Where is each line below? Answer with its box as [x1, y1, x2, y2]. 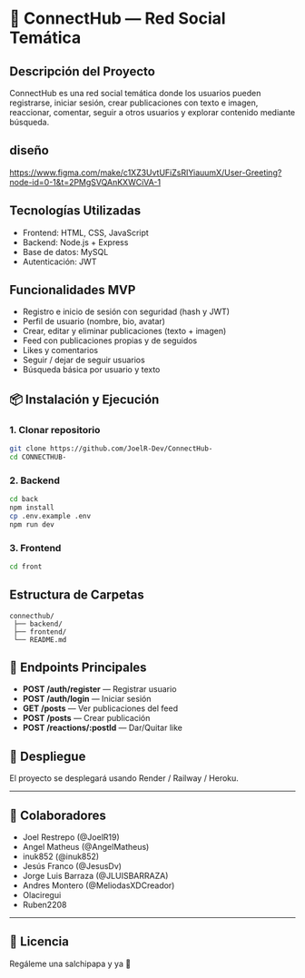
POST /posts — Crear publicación [22, 713, 151, 724]
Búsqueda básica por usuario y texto [22, 364, 161, 375]
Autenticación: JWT [22, 256, 97, 267]
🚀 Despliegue [9, 748, 86, 764]
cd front [9, 562, 43, 571]
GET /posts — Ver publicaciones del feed [22, 703, 179, 714]
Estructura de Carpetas [9, 588, 145, 603]
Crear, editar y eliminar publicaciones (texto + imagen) [22, 326, 227, 337]
